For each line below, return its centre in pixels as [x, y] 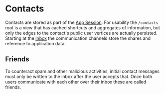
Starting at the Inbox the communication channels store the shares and [78, 38]
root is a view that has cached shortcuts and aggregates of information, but [83, 27]
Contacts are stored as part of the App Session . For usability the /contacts [82, 22]
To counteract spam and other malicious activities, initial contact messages [82, 71]
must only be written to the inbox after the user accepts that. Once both [79, 76]
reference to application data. [35, 43]
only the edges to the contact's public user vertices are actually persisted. [82, 33]
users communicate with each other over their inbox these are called [76, 82]
